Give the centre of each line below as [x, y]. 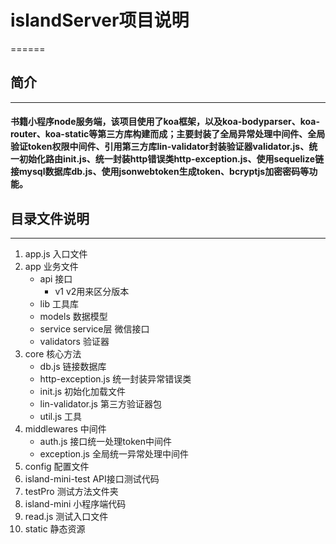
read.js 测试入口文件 [66, 517]
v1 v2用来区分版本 [92, 292]
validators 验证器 [74, 342]
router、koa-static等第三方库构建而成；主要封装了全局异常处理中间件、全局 [168, 134]
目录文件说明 [50, 218]
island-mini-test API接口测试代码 [92, 479]
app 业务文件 [51, 267]
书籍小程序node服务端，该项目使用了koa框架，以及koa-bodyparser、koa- [165, 122]
